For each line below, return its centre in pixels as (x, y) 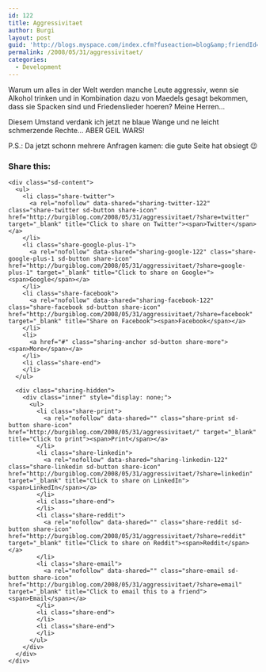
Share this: (30, 166)
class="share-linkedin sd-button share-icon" (84, 467)
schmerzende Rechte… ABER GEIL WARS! (76, 130)
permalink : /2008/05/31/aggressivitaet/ (76, 52)
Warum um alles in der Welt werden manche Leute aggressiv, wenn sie (123, 90)
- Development (38, 67)
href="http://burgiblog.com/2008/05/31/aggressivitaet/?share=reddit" (127, 536)
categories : (28, 60)
